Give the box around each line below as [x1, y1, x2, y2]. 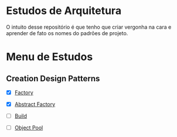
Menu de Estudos [6, 50, 93, 64]
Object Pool [14, 124, 43, 131]
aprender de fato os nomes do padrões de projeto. [6, 29, 128, 36]
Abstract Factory [14, 101, 56, 108]
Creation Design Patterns [6, 73, 100, 83]
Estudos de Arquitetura [6, 4, 122, 18]
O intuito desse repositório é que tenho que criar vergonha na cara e [6, 23, 172, 30]
